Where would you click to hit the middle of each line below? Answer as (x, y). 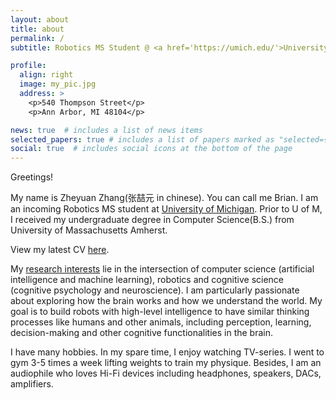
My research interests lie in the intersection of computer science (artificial (162, 269)
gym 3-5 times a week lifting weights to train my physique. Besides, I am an (166, 363)
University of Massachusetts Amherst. (89, 230)
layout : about (40, 19)
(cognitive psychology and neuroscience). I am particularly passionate (155, 290)
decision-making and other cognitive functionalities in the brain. (141, 333)
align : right (46, 75)
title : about (37, 29)
